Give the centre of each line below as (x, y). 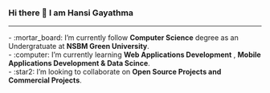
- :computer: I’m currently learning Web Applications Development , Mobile (135, 55)
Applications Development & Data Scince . (79, 63)
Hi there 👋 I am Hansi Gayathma (71, 13)
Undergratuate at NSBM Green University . (79, 46)
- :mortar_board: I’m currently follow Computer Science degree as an (123, 38)
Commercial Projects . (45, 80)
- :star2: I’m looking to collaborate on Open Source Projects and (115, 72)
